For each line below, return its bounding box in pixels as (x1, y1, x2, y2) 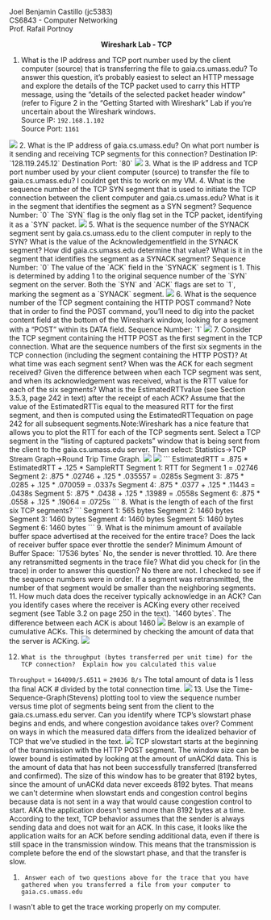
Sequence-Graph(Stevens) (9, 693, 99, 702)
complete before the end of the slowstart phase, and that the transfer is (9, 848, 247, 858)
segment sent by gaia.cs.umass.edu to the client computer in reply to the (9, 228, 252, 237)
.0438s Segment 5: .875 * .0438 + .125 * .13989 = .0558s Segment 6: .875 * (9, 488, 261, 498)
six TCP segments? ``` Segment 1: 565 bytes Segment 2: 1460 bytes (9, 506, 235, 515)
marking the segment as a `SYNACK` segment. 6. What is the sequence (9, 290, 257, 299)
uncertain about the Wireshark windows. (20, 107, 156, 116)
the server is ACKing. (9, 637, 80, 646)
